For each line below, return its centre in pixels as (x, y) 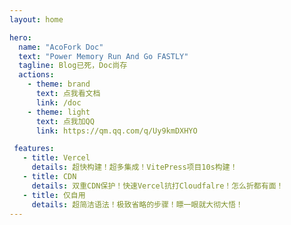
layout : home (36, 19)
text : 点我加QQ (65, 121)
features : (34, 149)
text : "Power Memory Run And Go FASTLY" (103, 56)
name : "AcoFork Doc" (61, 47)
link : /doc (58, 102)
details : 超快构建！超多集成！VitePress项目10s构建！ (134, 167)
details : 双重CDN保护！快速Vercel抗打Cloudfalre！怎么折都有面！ (157, 186)
